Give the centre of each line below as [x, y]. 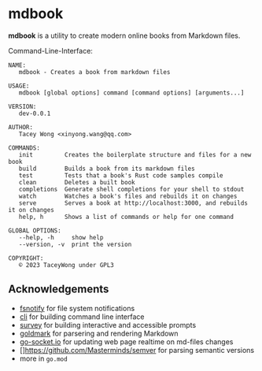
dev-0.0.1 [35, 113]
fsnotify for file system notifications [77, 308]
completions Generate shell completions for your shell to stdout [131, 189]
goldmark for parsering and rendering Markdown [99, 333]
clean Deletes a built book [77, 182]
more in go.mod [44, 358]
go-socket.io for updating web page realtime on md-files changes [126, 341]
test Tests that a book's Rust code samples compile [121, 175]
